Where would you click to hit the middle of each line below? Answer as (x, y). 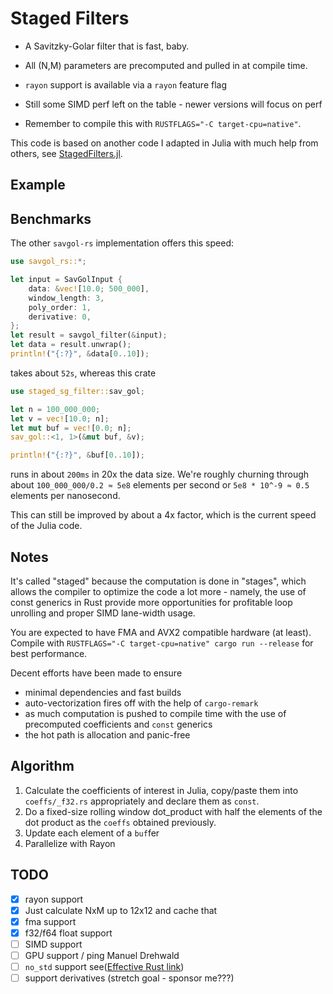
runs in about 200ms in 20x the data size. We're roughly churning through (160, 474)
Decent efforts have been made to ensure (96, 673)
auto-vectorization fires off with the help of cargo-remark (141, 703)
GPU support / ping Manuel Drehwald (102, 955)
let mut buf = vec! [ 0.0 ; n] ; (71, 428)
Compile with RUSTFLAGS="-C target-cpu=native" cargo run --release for (162, 643)
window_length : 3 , (66, 298)
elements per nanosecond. (65, 496)
